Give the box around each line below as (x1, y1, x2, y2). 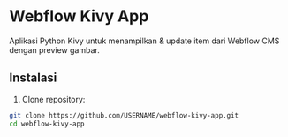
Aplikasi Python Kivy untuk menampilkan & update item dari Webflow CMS (9, 35, 280, 46)
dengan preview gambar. (9, 44, 100, 55)
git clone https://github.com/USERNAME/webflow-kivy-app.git (9, 110, 239, 120)
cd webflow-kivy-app (9, 119, 86, 128)
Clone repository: (21, 94, 86, 104)
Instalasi (9, 71, 57, 86)
